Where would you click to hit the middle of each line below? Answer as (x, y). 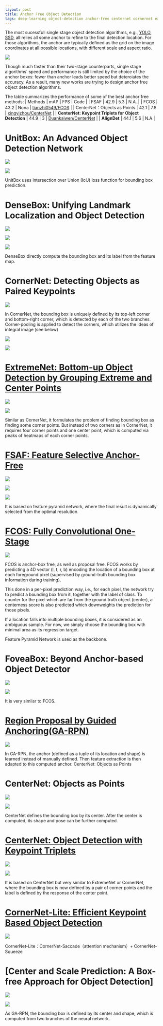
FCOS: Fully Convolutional (59, 531)
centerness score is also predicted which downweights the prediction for (78, 605)
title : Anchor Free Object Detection (43, 14)
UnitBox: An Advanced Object (66, 138)
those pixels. (18, 610)
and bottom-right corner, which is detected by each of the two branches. (78, 319)
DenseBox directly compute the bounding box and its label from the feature (80, 256)
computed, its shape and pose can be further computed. (61, 820)
